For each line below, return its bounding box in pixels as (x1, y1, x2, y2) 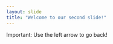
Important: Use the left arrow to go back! (6, 31, 108, 38)
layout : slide (6, 8, 42, 15)
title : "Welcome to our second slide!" (6, 14, 107, 20)
